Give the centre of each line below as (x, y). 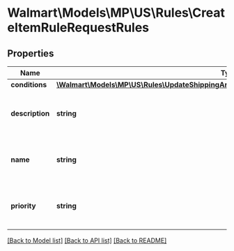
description (30, 113)
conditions (29, 85)
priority (23, 206)
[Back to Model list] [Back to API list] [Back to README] (87, 241)
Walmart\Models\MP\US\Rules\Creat (116, 13)
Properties (31, 53)
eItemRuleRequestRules (78, 28)
